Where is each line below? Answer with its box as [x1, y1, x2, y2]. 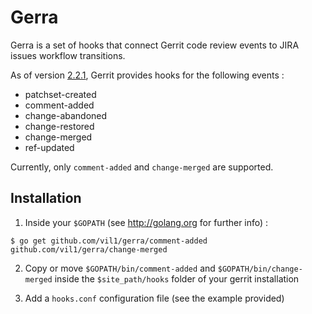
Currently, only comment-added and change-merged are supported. [10, 161, 274, 173]
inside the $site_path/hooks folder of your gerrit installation [54, 272, 300, 285]
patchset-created [24, 88, 97, 100]
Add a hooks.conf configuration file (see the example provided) [24, 292, 285, 304]
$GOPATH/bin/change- [217, 264, 303, 274]
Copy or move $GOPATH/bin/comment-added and [24, 262, 216, 274]
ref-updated [24, 141, 75, 153]
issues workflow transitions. [10, 49, 126, 61]
